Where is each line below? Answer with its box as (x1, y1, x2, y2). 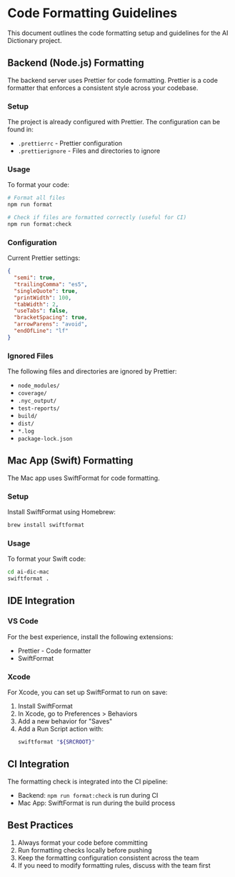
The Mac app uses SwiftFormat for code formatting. (7, 473, 160, 482)
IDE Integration (7, 595, 75, 607)
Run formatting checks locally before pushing (17, 846, 152, 854)
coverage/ (17, 390, 48, 397)
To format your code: (7, 181, 70, 189)
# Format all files (7, 194, 66, 201)
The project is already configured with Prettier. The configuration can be (7, 118, 220, 126)
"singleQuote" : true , (14, 287, 79, 294)
